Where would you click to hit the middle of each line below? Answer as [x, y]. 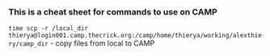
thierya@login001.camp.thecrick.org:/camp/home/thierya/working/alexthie [135, 36]
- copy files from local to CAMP [102, 43]
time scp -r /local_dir [49, 29]
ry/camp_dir [28, 44]
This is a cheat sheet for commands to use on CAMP [113, 12]
